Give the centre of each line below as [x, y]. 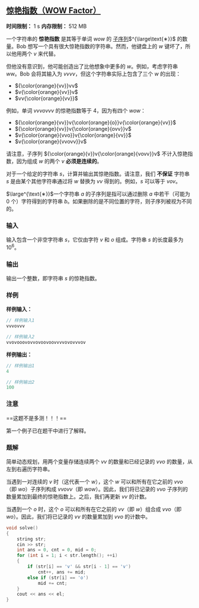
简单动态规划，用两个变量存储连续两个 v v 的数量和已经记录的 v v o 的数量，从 [99, 461]
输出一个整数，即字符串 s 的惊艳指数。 [53, 278]
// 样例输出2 [20, 382]
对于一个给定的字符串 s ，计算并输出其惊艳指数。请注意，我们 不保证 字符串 [98, 174]
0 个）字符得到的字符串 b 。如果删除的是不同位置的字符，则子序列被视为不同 [99, 201]
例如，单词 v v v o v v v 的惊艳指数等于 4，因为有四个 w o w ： [76, 110]
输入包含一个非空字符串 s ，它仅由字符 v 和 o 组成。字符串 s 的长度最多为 [95, 240]
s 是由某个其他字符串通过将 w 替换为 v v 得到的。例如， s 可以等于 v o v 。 [94, 181]
